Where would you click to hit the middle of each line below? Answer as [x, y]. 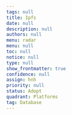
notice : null [23, 57]
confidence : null [28, 74]
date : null [20, 23]
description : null [29, 29]
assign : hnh [21, 80]
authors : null [24, 35]
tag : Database [24, 102]
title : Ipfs [21, 18]
